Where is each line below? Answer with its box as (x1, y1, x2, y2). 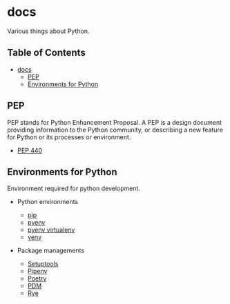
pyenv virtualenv (27, 225, 75, 234)
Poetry (27, 274, 47, 283)
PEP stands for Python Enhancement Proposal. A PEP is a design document (7, 118, 222, 126)
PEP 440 (17, 146, 43, 154)
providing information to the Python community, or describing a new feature (7, 125, 223, 134)
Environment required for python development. (7, 184, 140, 193)
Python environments (17, 198, 78, 206)
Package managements (17, 246, 85, 255)
